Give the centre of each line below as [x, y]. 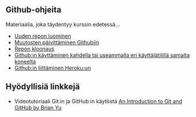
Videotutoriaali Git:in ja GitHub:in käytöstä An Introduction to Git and [98, 101]
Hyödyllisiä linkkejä [43, 87]
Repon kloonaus [34, 49]
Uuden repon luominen [43, 36]
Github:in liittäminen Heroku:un [52, 68]
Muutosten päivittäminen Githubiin [57, 42]
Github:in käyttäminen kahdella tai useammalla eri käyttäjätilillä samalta [102, 55]
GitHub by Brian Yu [38, 107]
